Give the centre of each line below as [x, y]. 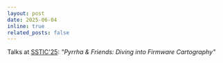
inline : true [26, 26]
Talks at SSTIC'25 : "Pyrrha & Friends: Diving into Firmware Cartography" [111, 52]
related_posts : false [38, 33]
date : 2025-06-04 [32, 20]
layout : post [26, 13]
